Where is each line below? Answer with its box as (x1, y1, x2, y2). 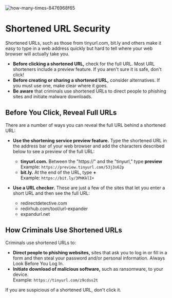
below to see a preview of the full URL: (12, 148, 95, 154)
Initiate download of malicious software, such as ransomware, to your (12, 266, 163, 272)
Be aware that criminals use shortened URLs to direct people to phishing (12, 88, 167, 94)
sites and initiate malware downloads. (12, 93, 92, 100)
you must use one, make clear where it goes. (12, 82, 108, 88)
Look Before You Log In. (12, 260, 64, 267)
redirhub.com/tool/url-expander (20, 206, 88, 212)
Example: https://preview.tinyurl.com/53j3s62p (20, 163, 124, 170)
